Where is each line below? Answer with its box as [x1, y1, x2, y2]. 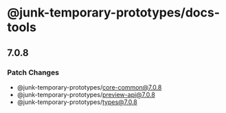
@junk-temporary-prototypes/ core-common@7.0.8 [16, 83, 162, 91]
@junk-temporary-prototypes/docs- [7, 5, 221, 21]
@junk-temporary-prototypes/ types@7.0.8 [16, 98, 137, 106]
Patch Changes [7, 68, 60, 77]
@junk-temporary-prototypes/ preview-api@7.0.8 [16, 90, 156, 99]
